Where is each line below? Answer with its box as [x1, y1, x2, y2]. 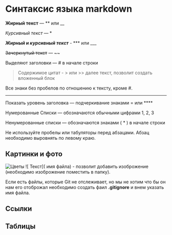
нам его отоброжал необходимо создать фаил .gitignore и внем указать [5, 184, 164, 190]
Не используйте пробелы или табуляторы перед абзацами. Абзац [5, 129, 149, 136]
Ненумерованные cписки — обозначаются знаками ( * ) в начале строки [5, 119, 165, 125]
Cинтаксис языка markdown [5, 3, 132, 15]
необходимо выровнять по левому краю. [5, 135, 96, 141]
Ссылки [5, 204, 32, 213]
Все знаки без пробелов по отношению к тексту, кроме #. [5, 85, 133, 91]
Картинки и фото [5, 149, 63, 159]
